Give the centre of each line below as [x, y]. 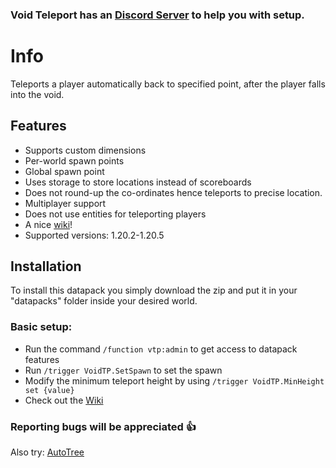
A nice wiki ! [48, 224]
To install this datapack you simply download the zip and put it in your [154, 290]
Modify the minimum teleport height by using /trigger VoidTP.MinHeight [174, 380]
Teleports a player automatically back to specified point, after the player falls [168, 84]
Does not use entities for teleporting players [115, 214]
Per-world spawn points [74, 160]
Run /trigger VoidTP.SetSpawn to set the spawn [123, 370]
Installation [46, 266]
